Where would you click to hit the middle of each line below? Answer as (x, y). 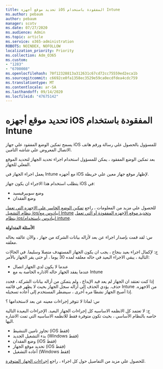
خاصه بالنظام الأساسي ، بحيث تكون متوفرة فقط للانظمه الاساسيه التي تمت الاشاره (81, 316)
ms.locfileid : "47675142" (32, 96)
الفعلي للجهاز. (18, 164)
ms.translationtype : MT (30, 82)
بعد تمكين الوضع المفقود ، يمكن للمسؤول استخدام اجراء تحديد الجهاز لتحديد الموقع (80, 159)
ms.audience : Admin (26, 32)
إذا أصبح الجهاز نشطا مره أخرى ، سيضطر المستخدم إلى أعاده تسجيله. (69, 292)
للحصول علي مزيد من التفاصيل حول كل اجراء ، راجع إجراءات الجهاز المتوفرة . (76, 361)
